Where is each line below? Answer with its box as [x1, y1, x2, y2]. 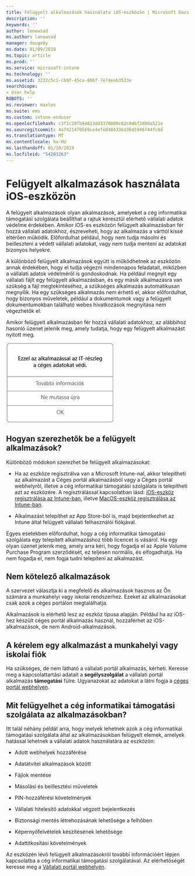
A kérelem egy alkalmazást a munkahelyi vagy [6, 640, 179, 650]
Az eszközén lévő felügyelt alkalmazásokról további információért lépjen [6, 851, 180, 858]
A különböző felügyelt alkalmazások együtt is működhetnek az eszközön [6, 257, 181, 264]
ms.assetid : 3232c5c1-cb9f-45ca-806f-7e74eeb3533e [6, 77, 132, 83]
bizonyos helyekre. [6, 246, 51, 253]
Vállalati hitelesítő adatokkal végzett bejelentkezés [14, 805, 135, 812]
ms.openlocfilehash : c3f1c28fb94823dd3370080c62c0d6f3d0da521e [6, 120, 163, 126]
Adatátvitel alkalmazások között [14, 760, 92, 767]
